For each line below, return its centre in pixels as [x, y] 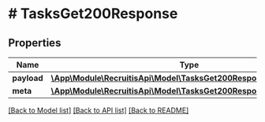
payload [28, 78]
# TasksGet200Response [93, 14]
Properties [35, 43]
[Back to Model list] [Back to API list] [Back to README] [99, 110]
